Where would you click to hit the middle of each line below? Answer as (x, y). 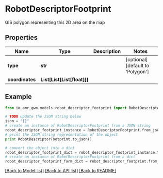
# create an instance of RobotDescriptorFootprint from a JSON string (78, 126)
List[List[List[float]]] (65, 80)
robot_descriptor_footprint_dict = (41, 152)
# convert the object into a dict (40, 148)
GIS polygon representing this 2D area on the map (55, 22)
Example (18, 97)
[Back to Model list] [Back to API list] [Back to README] (61, 171)
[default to (137, 65)
